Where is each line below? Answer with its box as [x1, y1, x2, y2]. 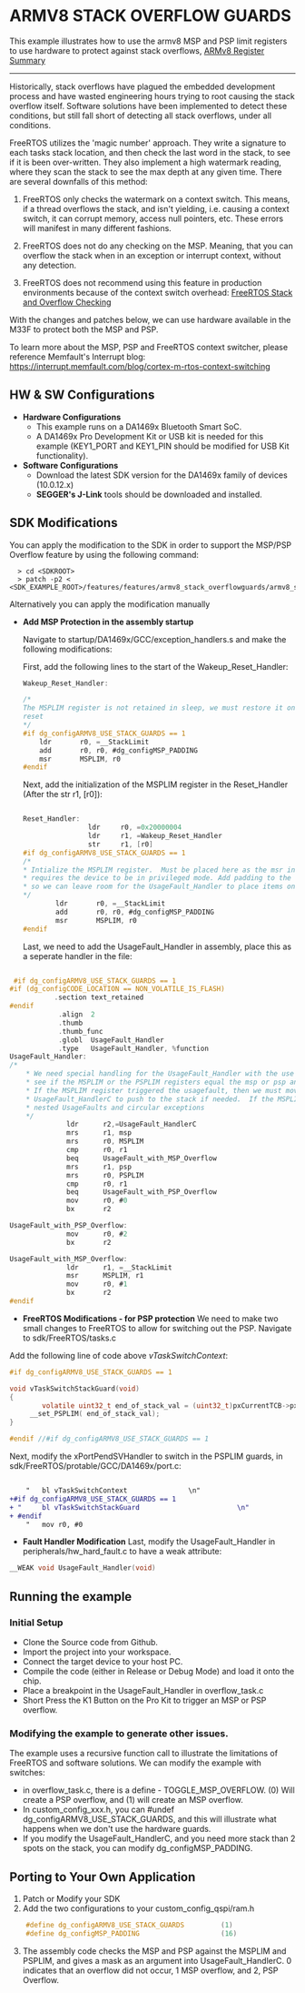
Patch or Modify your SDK [22, 1894, 121, 1905]
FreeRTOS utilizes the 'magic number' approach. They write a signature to [9, 137, 287, 148]
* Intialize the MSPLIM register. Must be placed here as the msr [22, 865, 283, 875]
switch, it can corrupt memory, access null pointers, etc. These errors [22, 213, 284, 224]
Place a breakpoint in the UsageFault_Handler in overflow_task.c [22, 1685, 264, 1695]
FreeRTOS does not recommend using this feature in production [22, 277, 262, 288]
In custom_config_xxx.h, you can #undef [22, 1804, 175, 1816]
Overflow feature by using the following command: [9, 549, 200, 560]
